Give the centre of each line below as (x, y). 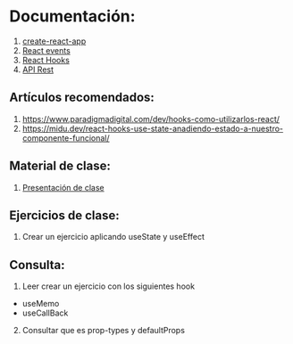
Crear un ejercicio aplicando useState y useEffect (113, 237)
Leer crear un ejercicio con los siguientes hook (108, 286)
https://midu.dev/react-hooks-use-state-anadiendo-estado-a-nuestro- (153, 128)
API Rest (38, 70)
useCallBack (45, 313)
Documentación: (72, 16)
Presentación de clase (63, 187)
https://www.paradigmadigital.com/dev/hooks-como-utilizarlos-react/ (151, 119)
